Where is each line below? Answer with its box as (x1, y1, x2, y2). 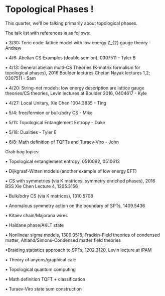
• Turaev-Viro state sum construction (5, 285, 82, 292)
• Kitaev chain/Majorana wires (5, 212, 68, 218)
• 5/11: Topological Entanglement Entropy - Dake (5, 119, 105, 125)
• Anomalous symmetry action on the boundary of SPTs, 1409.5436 (5, 203, 145, 209)
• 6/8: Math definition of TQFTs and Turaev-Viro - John (5, 139, 119, 145)
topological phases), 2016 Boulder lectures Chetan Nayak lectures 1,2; (5, 69, 150, 76)
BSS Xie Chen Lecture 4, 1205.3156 (5, 183, 78, 189)
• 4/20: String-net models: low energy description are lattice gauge (5, 84, 144, 91)
